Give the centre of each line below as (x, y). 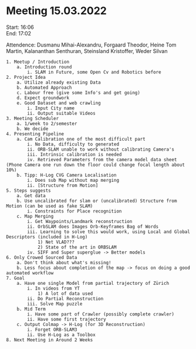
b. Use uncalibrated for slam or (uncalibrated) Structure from (97, 201)
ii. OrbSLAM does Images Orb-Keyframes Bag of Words (93, 227)
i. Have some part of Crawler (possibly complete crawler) (101, 314)
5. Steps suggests (28, 190)
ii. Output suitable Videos (61, 113)
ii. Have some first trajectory (67, 319)
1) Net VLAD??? (56, 242)
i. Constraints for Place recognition (75, 211)
